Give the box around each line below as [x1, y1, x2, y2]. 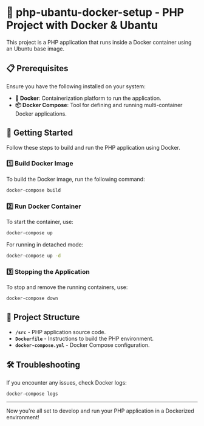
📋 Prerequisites [6, 63, 69, 74]
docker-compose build [6, 187, 61, 194]
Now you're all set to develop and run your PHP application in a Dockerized [6, 407, 194, 414]
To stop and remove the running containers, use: [6, 284, 128, 291]
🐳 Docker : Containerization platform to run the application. [15, 94, 162, 102]
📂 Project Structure [6, 312, 80, 323]
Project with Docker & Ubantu [6, 18, 158, 32]
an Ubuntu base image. [6, 45, 65, 52]
